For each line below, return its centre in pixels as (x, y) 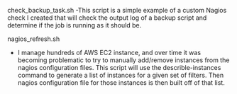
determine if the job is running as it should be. (75, 25)
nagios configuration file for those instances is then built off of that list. (121, 83)
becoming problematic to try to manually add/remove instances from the (123, 60)
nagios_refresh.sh (34, 39)
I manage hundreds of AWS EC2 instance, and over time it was (109, 53)
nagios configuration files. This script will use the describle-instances (119, 67)
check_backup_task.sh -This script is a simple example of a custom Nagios (117, 10)
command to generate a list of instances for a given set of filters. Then (121, 75)
